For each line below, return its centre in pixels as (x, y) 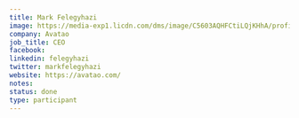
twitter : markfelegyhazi (55, 67)
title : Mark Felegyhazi (53, 17)
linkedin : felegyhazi (49, 59)
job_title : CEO (37, 42)
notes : (21, 83)
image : (21, 26)
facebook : (28, 51)
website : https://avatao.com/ (65, 75)
